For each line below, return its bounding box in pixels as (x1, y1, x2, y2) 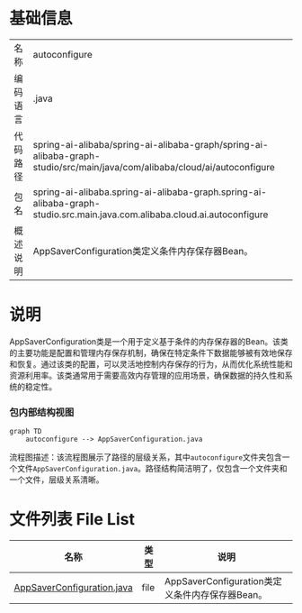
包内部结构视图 (9, 406, 75, 418)
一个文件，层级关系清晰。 (9, 474, 104, 485)
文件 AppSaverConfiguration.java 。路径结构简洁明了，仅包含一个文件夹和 (16, 463, 288, 474)
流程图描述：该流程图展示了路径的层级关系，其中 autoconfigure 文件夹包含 (9, 452, 283, 462)
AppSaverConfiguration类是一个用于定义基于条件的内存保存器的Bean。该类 (9, 335, 289, 347)
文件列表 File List (9, 509, 135, 530)
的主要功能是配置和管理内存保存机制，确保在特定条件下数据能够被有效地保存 (9, 347, 293, 358)
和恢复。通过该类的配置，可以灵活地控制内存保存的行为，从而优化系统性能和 (9, 358, 293, 370)
